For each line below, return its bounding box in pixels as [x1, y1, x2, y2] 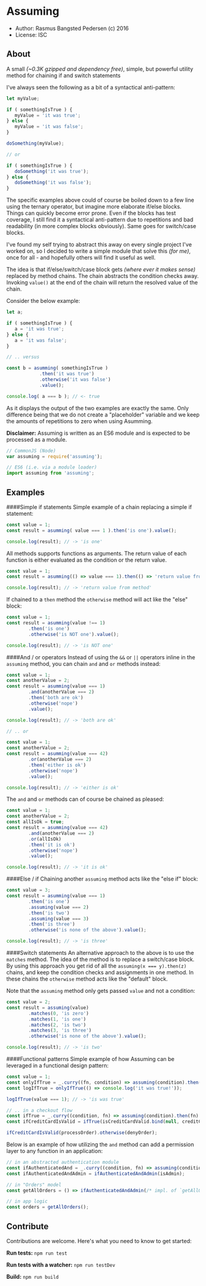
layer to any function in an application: [6, 1147, 103, 1155]
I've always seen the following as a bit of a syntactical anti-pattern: [6, 83, 176, 91]
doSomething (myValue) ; [6, 140, 64, 147]
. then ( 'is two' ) [28, 909, 70, 916]
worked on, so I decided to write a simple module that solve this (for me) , [6, 247, 191, 255]
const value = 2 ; [6, 999, 51, 1005]
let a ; [6, 309, 23, 315]
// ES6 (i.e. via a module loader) [6, 464, 97, 470]
